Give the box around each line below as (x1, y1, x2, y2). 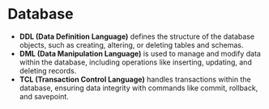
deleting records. (19, 65, 77, 75)
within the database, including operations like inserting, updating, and (19, 57, 252, 67)
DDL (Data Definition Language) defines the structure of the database (19, 31, 255, 41)
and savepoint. (19, 91, 70, 101)
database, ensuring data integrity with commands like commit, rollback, (19, 82, 258, 93)
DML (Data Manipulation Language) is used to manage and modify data (19, 48, 261, 58)
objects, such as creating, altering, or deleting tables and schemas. (19, 40, 244, 49)
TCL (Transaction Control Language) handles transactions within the (19, 74, 252, 84)
